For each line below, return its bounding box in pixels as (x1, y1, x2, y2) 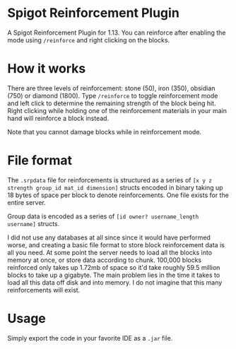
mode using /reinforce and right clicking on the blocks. (7, 35, 170, 44)
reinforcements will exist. (7, 285, 81, 294)
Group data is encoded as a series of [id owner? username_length (7, 212, 199, 220)
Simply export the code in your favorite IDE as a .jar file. (7, 333, 173, 342)
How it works (7, 61, 86, 77)
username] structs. (7, 219, 60, 227)
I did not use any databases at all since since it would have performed (7, 233, 211, 242)
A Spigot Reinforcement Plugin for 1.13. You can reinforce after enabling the (7, 28, 226, 37)
